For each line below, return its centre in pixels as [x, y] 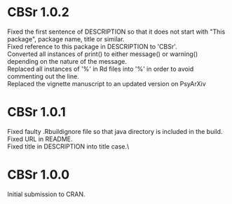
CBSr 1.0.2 [39, 12]
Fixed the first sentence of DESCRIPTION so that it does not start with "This [116, 32]
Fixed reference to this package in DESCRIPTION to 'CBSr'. [92, 46]
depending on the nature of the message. [67, 61]
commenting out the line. [43, 76]
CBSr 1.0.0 [39, 175]
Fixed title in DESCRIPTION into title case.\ [68, 146]
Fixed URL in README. [40, 139]
